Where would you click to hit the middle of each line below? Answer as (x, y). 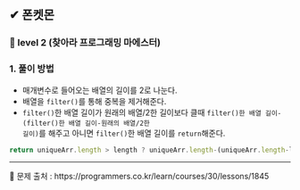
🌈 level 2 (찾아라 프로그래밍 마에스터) (85, 43)
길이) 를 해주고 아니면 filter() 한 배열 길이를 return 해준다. (124, 133)
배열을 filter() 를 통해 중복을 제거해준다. (94, 101)
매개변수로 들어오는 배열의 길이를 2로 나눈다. (100, 90)
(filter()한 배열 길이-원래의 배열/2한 (86, 123)
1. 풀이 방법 (32, 69)
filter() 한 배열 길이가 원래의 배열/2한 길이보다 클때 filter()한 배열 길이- (152, 112)
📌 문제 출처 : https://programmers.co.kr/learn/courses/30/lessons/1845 (139, 177)
